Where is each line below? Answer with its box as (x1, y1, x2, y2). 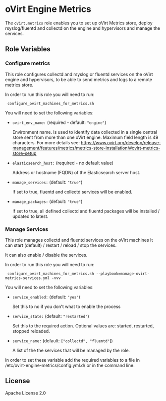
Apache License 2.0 (5, 390, 46, 396)
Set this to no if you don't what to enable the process (12, 303, 121, 309)
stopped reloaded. (12, 328, 51, 334)
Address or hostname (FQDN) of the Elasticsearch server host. (12, 169, 141, 175)
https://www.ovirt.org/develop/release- (81, 139, 161, 145)
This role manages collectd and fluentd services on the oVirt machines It (5, 237, 153, 243)
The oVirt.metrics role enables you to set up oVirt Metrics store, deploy (5, 20, 153, 26)
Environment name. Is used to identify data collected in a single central (12, 129, 157, 135)
